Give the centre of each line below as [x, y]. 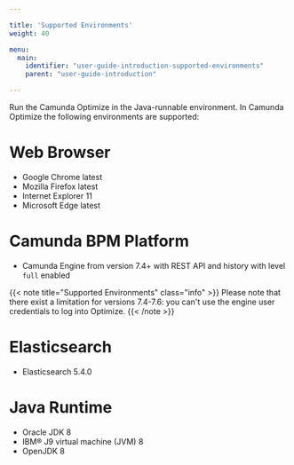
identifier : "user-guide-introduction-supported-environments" [145, 66]
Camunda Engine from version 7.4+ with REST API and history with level [154, 265]
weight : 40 [29, 33]
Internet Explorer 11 [57, 195]
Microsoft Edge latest [61, 205]
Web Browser [60, 153]
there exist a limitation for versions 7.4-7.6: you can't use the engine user [142, 302]
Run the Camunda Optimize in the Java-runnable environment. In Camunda [147, 107]
